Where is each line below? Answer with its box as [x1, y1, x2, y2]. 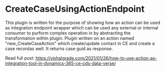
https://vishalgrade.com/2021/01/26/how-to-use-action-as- [35, 55, 157, 61]
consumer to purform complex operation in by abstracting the [5, 30, 131, 36]
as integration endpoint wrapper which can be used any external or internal [5, 24, 159, 30]
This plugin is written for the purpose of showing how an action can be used [5, 20, 161, 25]
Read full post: [5, 55, 35, 61]
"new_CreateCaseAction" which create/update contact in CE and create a [5, 40, 155, 46]
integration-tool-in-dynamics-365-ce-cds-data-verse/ [5, 60, 116, 66]
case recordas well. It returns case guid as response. [5, 46, 113, 51]
